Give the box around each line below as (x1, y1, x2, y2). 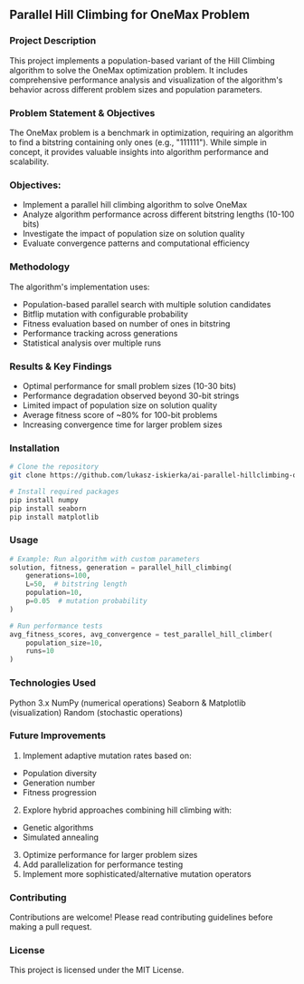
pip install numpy (9, 495, 79, 504)
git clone (9, 471, 47, 480)
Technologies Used (9, 677, 97, 689)
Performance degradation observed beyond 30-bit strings (22, 390, 240, 401)
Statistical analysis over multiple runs (22, 337, 161, 348)
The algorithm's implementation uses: (9, 281, 150, 292)
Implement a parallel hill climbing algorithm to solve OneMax (22, 200, 248, 210)
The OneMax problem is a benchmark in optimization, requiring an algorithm (9, 127, 294, 138)
